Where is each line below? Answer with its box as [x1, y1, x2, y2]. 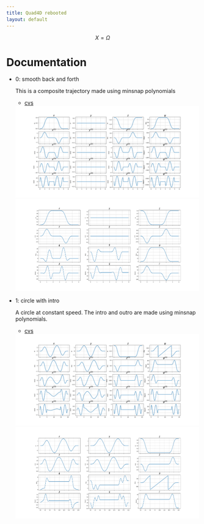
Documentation [6, 55, 87, 69]
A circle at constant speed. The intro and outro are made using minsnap [15, 309, 196, 316]
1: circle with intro [15, 297, 60, 304]
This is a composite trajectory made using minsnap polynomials [15, 88, 176, 95]
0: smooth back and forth [15, 75, 79, 83]
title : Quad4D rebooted [6, 10, 67, 16]
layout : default [6, 16, 48, 23]
